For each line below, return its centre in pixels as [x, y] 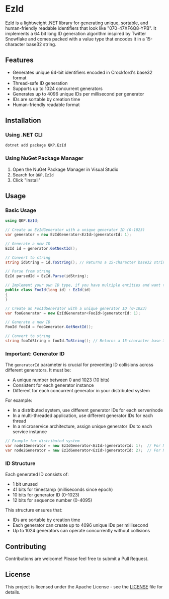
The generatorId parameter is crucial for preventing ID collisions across [79, 365]
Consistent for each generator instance [53, 385]
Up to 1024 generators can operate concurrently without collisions [81, 531]
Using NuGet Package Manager [45, 158]
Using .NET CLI [24, 135]
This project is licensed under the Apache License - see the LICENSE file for [84, 586]
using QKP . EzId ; [22, 221]
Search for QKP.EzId [33, 174]
